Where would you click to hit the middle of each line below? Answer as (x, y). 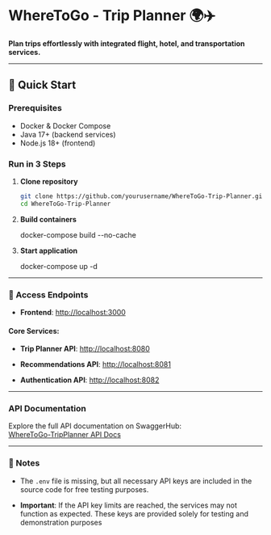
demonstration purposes (61, 522)
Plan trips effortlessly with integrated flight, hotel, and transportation (127, 43)
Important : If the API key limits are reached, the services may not (129, 505)
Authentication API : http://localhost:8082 (90, 380)
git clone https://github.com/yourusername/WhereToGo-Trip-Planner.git (143, 196)
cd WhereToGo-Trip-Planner (65, 204)
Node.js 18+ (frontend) (58, 143)
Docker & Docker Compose (65, 125)
